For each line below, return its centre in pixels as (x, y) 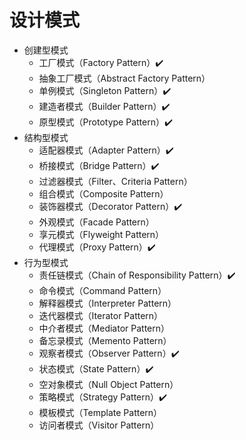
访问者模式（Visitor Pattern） (99, 425)
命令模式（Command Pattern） (102, 290)
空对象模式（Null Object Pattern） (108, 384)
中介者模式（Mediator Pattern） (104, 328)
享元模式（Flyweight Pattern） (101, 234)
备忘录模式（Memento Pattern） (105, 340)
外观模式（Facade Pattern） (96, 222)
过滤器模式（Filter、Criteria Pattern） (115, 181)
